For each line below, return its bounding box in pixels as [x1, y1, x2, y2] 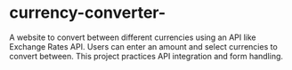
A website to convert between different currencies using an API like [9, 32, 256, 43]
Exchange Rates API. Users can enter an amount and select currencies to [9, 41, 278, 51]
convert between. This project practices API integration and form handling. [9, 51, 283, 61]
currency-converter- [9, 3, 166, 23]
